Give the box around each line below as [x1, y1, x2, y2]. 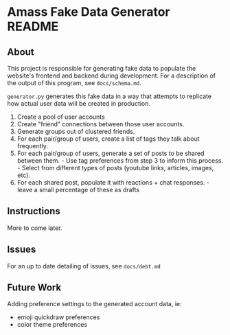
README [7, 19, 59, 34]
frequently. [16, 142, 48, 150]
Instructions [7, 205, 60, 217]
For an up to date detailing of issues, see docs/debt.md [7, 262, 161, 270]
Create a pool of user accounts [16, 113, 105, 121]
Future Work [7, 282, 62, 294]
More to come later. [7, 224, 62, 232]
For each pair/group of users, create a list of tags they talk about [16, 135, 200, 143]
